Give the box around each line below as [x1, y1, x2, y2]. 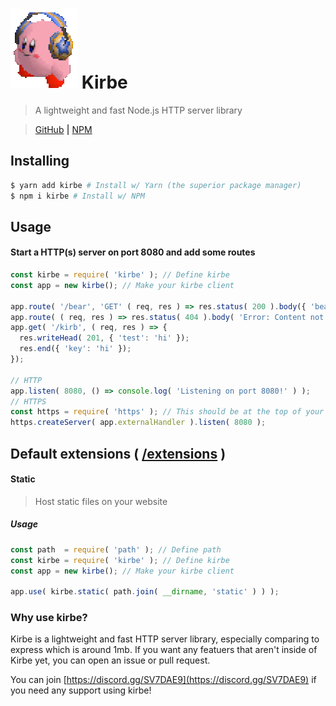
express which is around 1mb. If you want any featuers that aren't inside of [10, 644, 318, 656]
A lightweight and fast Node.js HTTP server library [34, 104, 243, 116]
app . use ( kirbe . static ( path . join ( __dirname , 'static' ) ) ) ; [10, 587, 280, 597]
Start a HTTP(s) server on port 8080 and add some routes [10, 246, 256, 258]
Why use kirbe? [10, 611, 88, 625]
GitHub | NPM [34, 123, 93, 135]
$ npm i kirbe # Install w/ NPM [10, 191, 145, 201]
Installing [10, 153, 70, 170]
